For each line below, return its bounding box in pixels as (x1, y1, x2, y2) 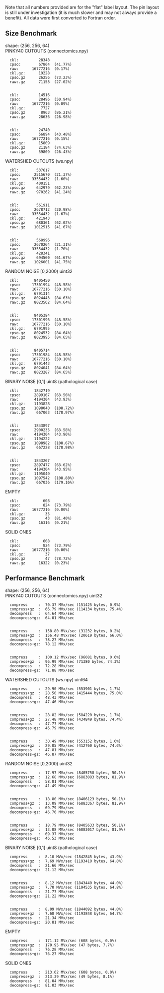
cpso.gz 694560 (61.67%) (9, 255, 72, 260)
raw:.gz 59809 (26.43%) (9, 149, 72, 154)
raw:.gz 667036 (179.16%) (9, 480, 75, 485)
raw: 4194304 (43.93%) (9, 397, 72, 402)
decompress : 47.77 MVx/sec (9, 721, 75, 726)
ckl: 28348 (9, 57, 50, 62)
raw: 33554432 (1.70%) (9, 246, 70, 251)
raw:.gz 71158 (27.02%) (9, 79, 72, 84)
